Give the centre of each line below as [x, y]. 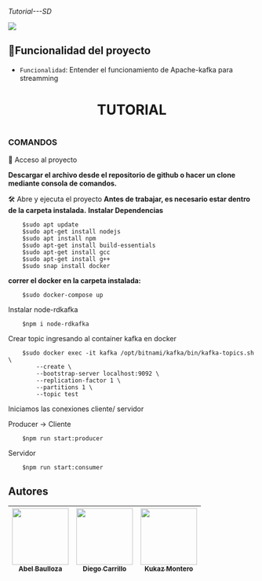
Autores [28, 491]
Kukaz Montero [169, 569]
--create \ [54, 366]
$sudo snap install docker [66, 266]
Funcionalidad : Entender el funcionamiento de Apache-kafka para [126, 69]
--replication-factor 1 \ [79, 381]
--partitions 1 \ [64, 387]
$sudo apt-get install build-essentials [89, 245]
